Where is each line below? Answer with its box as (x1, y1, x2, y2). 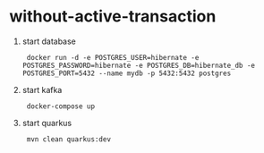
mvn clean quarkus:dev (26, 134, 112, 144)
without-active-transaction (9, 6, 217, 27)
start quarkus (21, 117, 72, 128)
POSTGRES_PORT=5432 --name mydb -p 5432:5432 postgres (21, 69, 232, 78)
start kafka (21, 84, 63, 95)
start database (21, 36, 76, 47)
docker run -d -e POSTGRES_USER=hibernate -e (26, 53, 200, 62)
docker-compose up (26, 101, 96, 111)
